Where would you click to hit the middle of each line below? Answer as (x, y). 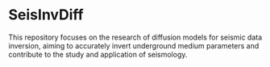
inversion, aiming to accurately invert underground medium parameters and (134, 45)
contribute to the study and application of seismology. (98, 54)
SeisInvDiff (46, 15)
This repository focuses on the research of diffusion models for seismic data (135, 37)
